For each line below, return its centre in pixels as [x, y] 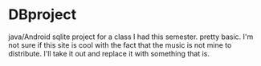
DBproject [43, 15]
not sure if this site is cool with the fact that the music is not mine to [120, 45]
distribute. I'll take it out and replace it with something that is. [109, 53]
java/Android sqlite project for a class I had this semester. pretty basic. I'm [131, 37]
